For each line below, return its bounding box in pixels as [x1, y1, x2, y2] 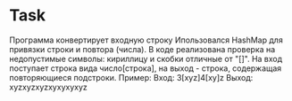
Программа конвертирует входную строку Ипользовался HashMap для [9, 35, 283, 45]
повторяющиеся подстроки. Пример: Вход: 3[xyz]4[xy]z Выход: [9, 72, 254, 82]
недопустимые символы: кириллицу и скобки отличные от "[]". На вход [9, 53, 283, 64]
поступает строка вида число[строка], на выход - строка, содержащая [9, 63, 282, 74]
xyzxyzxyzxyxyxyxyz [9, 82, 88, 92]
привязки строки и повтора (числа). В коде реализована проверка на [9, 43, 276, 54]
